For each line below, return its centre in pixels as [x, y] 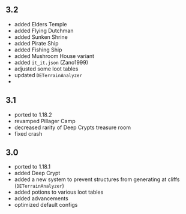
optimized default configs [46, 205]
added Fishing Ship [38, 50]
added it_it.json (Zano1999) [51, 62]
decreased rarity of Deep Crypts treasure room [73, 127]
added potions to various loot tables [59, 192]
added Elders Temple [40, 24]
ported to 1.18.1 [32, 167]
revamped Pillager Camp [45, 121]
